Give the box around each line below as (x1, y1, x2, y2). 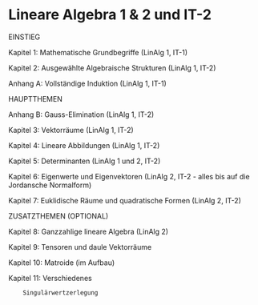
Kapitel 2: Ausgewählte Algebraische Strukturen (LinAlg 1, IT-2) (8, 62, 216, 73)
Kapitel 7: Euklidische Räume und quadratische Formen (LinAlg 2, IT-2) (8, 195, 242, 205)
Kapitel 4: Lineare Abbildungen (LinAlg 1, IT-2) (8, 140, 160, 150)
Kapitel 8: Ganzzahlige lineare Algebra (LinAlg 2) (8, 227, 169, 236)
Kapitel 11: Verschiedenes (8, 273, 92, 283)
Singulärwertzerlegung (22, 288, 99, 297)
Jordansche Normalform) (8, 180, 92, 190)
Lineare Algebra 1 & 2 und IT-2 (8, 6, 212, 24)
